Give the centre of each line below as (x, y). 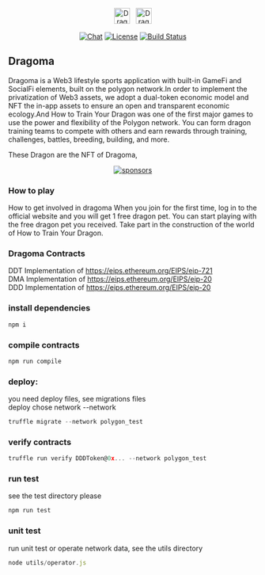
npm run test (30, 511)
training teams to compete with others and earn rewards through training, (128, 131)
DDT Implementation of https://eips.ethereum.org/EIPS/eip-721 (110, 271)
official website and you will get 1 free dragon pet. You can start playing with (132, 216)
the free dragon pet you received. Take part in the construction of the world (131, 225)
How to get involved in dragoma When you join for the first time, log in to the (132, 208)
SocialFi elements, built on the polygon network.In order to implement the (128, 89)
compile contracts (44, 345)
